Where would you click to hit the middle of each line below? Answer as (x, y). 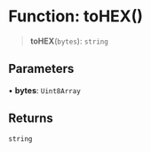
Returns (31, 119)
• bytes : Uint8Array (44, 90)
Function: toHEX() (76, 16)
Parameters (41, 69)
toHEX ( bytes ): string (69, 41)
